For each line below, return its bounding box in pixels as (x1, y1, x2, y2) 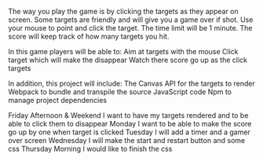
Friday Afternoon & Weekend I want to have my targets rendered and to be (8, 111, 249, 120)
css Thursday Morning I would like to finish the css (8, 145, 173, 153)
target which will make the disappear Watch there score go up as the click (8, 55, 247, 64)
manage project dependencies (8, 96, 108, 104)
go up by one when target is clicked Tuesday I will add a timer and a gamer (8, 127, 251, 137)
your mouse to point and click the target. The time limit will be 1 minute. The (8, 24, 253, 32)
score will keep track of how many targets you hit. (8, 31, 170, 41)
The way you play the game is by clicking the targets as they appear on (8, 7, 239, 16)
